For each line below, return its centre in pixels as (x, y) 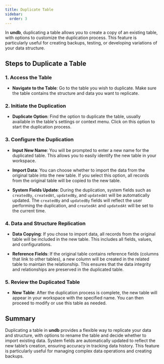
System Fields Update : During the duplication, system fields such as (82, 190)
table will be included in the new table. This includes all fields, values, (82, 239)
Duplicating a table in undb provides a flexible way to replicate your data (78, 330)
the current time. (29, 211)
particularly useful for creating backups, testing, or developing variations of (81, 43)
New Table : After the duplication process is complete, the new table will (85, 293)
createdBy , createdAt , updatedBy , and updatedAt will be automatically (81, 195)
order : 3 (18, 19)
